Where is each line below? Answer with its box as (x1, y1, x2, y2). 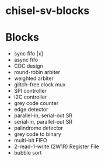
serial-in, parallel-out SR (13, 118, 73, 125)
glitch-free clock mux (13, 81, 66, 88)
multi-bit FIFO (13, 137, 47, 144)
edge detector (13, 106, 48, 113)
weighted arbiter (13, 75, 54, 82)
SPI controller (13, 87, 47, 94)
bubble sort (13, 149, 42, 156)
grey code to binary (13, 131, 62, 138)
